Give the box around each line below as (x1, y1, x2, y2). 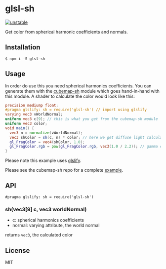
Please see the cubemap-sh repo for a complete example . (5, 167, 124, 173)
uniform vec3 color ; (5, 121, 48, 126)
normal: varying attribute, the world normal (12, 223, 100, 229)
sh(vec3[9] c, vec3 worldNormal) (5, 206, 87, 213)
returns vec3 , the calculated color (5, 232, 73, 238)
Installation (5, 43, 41, 52)
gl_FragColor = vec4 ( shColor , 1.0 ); (9, 139, 85, 145)
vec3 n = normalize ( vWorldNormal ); (9, 130, 83, 135)
